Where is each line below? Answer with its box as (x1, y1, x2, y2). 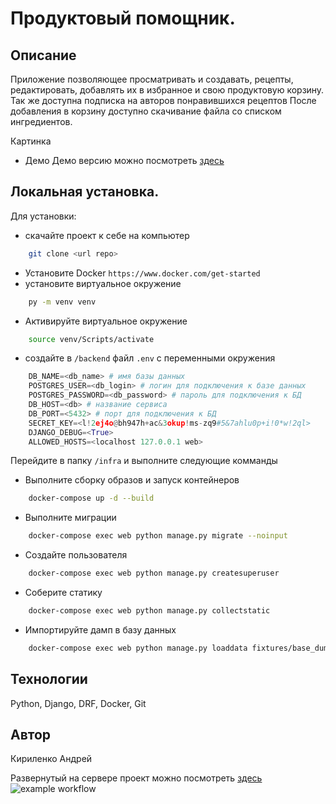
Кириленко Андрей (10, 753, 93, 765)
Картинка (10, 135, 52, 147)
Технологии (10, 671, 88, 688)
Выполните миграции (24, 512, 117, 524)
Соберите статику (24, 587, 103, 599)
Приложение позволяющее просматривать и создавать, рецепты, (10, 73, 294, 85)
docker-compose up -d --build (28, 493, 155, 504)
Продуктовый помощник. (10, 7, 236, 30)
